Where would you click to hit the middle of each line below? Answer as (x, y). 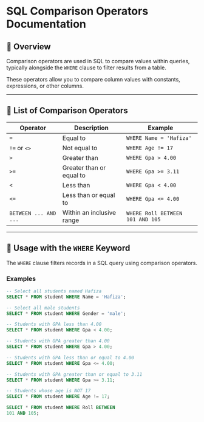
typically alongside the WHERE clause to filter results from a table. (87, 67)
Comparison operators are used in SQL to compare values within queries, (98, 61)
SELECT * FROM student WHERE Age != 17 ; (58, 396)
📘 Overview (29, 47)
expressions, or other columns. (45, 86)
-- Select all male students (43, 308)
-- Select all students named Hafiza (54, 291)
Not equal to (80, 148)
